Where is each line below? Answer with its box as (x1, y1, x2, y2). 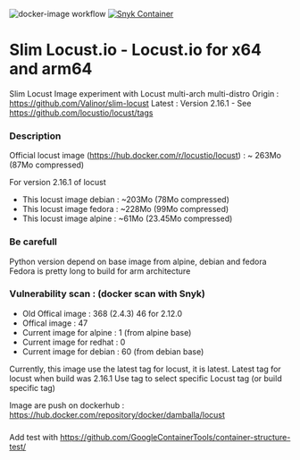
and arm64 (9, 59, 93, 80)
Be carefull (9, 235, 58, 248)
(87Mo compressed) (9, 159, 85, 170)
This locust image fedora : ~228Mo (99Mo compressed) (21, 204, 229, 215)
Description (9, 130, 62, 142)
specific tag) (9, 382, 56, 393)
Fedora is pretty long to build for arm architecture (9, 265, 191, 277)
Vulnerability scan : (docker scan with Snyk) (9, 287, 205, 300)
